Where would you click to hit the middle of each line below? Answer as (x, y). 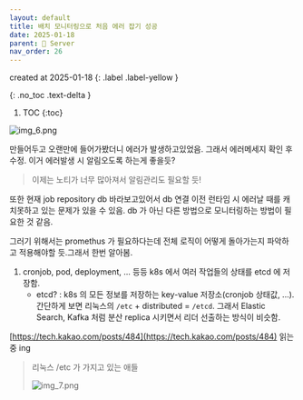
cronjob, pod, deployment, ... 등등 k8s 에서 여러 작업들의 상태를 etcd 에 (151, 272)
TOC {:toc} (43, 113)
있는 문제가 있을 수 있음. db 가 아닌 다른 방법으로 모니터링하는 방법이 (161, 211)
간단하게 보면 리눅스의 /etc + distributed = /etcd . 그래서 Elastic (151, 306)
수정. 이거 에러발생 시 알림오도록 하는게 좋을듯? (93, 161)
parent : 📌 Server (42, 43)
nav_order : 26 (36, 52)
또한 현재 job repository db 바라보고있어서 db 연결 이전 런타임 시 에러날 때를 (145, 199)
